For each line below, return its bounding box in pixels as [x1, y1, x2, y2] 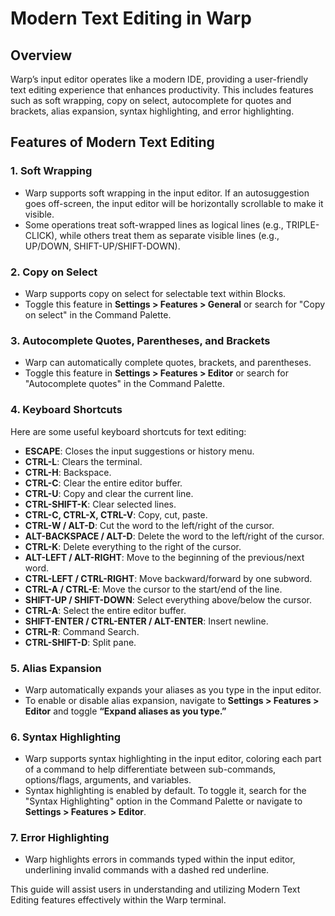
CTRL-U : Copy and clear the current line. [24, 487, 194, 499]
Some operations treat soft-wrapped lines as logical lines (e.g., [24, 218, 284, 231]
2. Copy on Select [10, 265, 98, 279]
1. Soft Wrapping [10, 164, 93, 178]
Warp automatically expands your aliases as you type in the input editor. [24, 683, 322, 696]
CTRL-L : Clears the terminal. [24, 455, 143, 467]
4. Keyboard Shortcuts [10, 403, 123, 417]
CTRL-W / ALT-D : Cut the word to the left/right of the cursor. [24, 519, 275, 531]
